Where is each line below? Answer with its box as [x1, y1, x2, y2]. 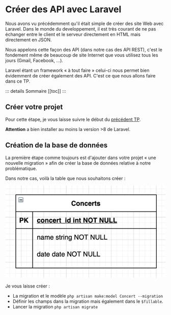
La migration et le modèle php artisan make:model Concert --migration [12, 293, 163, 299]
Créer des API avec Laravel [5, 4, 122, 15]
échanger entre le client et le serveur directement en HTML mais [5, 31, 141, 37]
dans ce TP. [5, 78, 31, 84]
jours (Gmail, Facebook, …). [5, 57, 64, 63]
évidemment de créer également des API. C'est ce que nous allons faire [5, 72, 156, 78]
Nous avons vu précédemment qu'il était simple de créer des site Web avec [5, 20, 164, 27]
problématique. [5, 165, 37, 171]
